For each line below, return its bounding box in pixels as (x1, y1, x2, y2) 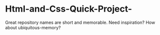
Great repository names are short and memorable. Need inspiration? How (5, 19, 156, 25)
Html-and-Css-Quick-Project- (5, 3, 133, 15)
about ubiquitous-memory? (5, 24, 61, 30)
